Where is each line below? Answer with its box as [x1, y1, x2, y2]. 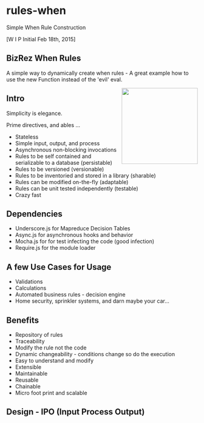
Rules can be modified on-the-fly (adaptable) [15, 178, 129, 185]
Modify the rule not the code [15, 344, 87, 351]
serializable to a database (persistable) [15, 159, 112, 166]
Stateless [15, 133, 39, 140]
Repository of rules [15, 331, 63, 338]
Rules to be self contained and [15, 153, 92, 160]
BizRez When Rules [6, 53, 81, 64]
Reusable [15, 376, 39, 383]
